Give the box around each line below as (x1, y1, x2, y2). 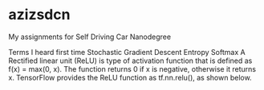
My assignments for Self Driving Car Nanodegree (8, 32, 171, 41)
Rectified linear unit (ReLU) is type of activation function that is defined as (8, 56, 253, 65)
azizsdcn (8, 6, 71, 24)
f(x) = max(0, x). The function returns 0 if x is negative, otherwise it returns (8, 64, 257, 73)
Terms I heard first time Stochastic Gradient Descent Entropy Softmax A (8, 47, 246, 57)
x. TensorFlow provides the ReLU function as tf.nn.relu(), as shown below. (8, 72, 252, 82)
